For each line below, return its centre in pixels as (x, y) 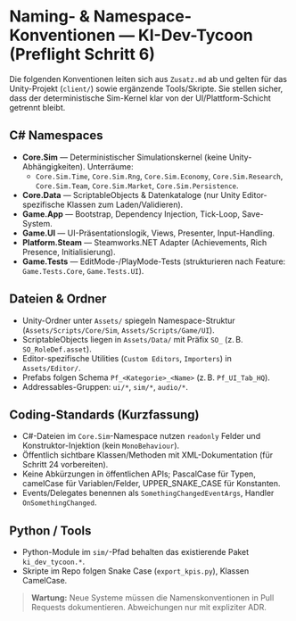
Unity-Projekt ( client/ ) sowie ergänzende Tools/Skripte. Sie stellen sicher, (146, 88)
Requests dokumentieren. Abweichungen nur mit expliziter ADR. (149, 608)
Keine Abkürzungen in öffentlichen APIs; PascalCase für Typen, (139, 474)
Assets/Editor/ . (52, 368)
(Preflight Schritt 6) (82, 54)
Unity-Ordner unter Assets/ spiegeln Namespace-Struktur (129, 320)
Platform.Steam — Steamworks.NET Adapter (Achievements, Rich (144, 242)
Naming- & (50, 17)
